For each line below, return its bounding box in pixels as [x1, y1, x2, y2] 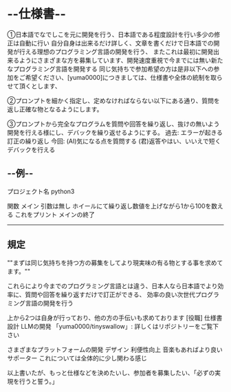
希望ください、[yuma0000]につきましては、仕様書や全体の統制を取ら [25, 73, 223, 81]
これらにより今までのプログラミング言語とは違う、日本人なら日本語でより [7, 281, 218, 290]
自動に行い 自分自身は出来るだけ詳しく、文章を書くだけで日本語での [19, 39, 214, 47]
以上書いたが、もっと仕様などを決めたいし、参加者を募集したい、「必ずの [7, 369, 215, 377]
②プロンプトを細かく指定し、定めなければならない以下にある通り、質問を [7, 96, 220, 105]
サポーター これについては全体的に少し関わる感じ [7, 353, 148, 362]
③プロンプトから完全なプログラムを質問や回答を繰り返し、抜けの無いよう [7, 120, 220, 128]
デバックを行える [7, 145, 56, 153]
